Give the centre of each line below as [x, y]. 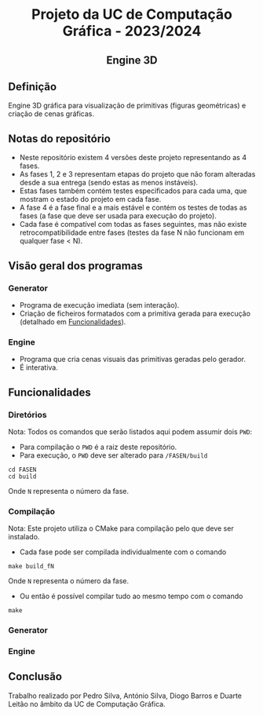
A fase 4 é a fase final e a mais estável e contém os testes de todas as [133, 208]
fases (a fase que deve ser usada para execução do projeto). [118, 216]
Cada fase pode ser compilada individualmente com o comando [123, 552]
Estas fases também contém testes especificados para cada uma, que [133, 191]
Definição [33, 87]
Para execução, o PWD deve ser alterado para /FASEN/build [113, 455]
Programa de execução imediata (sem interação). [99, 305]
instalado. [24, 537]
